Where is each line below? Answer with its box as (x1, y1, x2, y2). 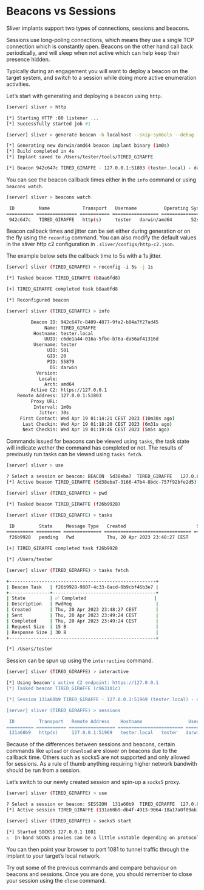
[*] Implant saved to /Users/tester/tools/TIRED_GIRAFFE (6, 154, 154, 160)
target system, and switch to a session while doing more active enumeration (6, 74, 197, 81)
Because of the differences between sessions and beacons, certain (6, 741, 175, 748)
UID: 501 (47, 347, 69, 354)
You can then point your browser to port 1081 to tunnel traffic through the (6, 846, 189, 853)
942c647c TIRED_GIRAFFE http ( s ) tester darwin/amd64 (8, 216, 172, 223)
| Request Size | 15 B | (6, 623, 159, 630)
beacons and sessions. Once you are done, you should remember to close (6, 870, 192, 878)
